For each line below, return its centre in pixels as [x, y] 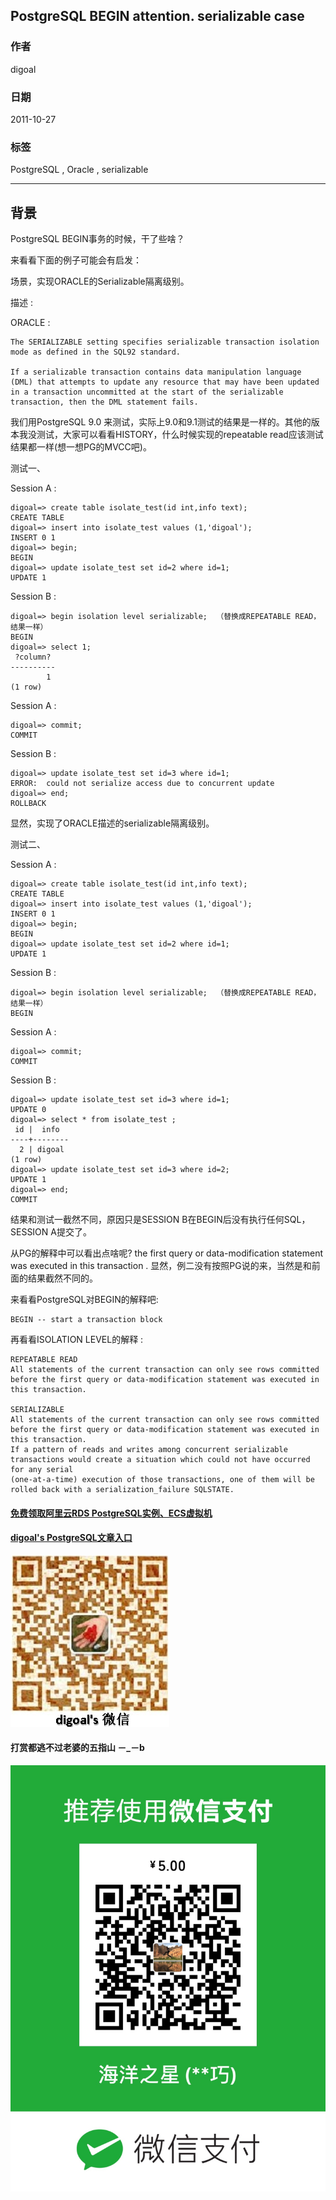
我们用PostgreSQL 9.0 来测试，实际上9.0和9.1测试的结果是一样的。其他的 [161, 422]
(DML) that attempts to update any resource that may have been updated [165, 382]
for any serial [42, 1470]
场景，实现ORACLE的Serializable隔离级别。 [100, 281]
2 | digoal [42, 1150]
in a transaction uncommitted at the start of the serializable [147, 392]
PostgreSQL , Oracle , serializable [79, 170]
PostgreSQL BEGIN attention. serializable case [157, 16]
